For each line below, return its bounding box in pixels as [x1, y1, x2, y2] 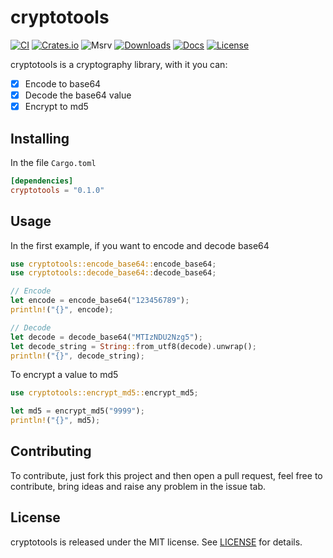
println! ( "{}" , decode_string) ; [10, 351, 145, 361]
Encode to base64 [24, 77, 102, 90]
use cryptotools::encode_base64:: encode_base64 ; [10, 259, 217, 269]
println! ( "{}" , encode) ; [10, 305, 114, 315]
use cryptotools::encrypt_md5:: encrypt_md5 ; [10, 388, 199, 398]
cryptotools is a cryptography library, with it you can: [10, 58, 228, 70]
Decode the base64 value [24, 89, 132, 101]
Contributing [10, 443, 92, 460]
